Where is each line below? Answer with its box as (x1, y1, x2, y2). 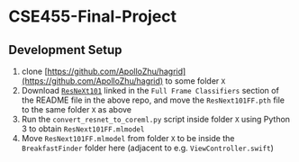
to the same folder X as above (21, 104, 132, 114)
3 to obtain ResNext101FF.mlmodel (21, 123, 145, 134)
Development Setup (8, 42, 122, 58)
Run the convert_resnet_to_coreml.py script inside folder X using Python (21, 114, 290, 124)
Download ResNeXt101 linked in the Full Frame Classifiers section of (21, 85, 280, 95)
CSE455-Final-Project (8, 6, 177, 27)
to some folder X (165, 76, 226, 86)
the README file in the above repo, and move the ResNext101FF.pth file (21, 94, 285, 105)
